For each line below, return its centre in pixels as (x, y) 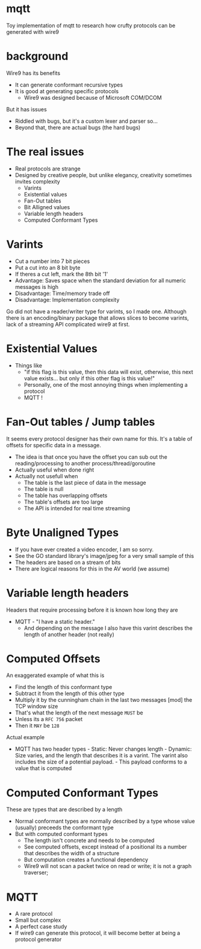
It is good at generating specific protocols (67, 91)
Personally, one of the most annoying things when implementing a (106, 384)
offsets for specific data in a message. (54, 445)
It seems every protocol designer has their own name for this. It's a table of (99, 439)
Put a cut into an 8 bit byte (48, 267)
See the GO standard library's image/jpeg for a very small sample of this (104, 555)
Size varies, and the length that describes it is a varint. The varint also (101, 756)
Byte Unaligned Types (63, 532)
